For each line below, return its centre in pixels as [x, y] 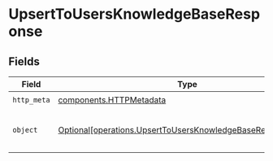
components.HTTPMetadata [112, 100]
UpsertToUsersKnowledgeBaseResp [134, 14]
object [25, 130]
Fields [24, 61]
